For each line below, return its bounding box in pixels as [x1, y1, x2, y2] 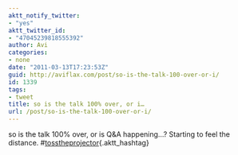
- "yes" [8, 19, 34, 27]
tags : [8, 85, 26, 94]
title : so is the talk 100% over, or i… [8, 100, 145, 108]
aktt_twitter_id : [8, 26, 66, 34]
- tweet [8, 93, 34, 101]
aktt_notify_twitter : [8, 11, 81, 20]
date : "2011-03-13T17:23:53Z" [8, 64, 109, 72]
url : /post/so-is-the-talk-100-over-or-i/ [8, 108, 152, 116]
